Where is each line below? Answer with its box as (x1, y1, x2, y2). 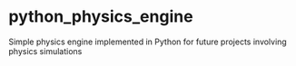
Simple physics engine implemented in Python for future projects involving (8, 36, 287, 47)
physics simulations (8, 45, 83, 56)
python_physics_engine (8, 6, 193, 27)
